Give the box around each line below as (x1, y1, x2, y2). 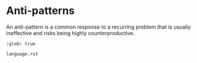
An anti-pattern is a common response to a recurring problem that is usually (6, 23, 191, 30)
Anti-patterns (6, 4, 75, 17)
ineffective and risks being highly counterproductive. (6, 29, 135, 36)
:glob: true (6, 41, 35, 47)
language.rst (6, 51, 38, 57)
